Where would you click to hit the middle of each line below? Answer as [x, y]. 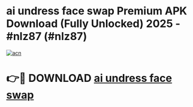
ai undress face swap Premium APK [97, 11]
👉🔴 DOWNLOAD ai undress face [89, 78]
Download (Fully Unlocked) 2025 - [94, 24]
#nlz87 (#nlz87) [47, 36]
